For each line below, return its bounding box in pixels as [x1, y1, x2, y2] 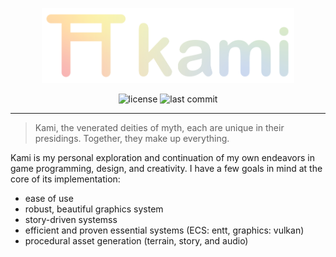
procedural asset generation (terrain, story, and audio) [24, 234, 249, 247]
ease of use [24, 192, 74, 204]
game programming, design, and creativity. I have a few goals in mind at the [10, 162, 323, 174]
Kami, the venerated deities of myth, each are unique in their [34, 121, 285, 133]
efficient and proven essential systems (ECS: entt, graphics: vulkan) [24, 224, 305, 236]
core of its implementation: [10, 173, 121, 185]
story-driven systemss [24, 213, 118, 225]
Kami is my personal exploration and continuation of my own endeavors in [10, 151, 315, 163]
